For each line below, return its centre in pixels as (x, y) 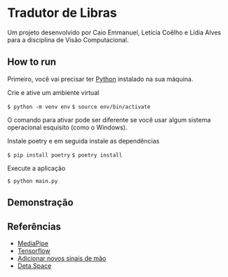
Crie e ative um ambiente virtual (53, 92)
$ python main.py (33, 181)
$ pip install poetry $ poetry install (65, 155)
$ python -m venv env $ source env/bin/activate (79, 107)
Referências (34, 226)
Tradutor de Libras (62, 13)
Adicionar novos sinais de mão (62, 258)
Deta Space (34, 266)
